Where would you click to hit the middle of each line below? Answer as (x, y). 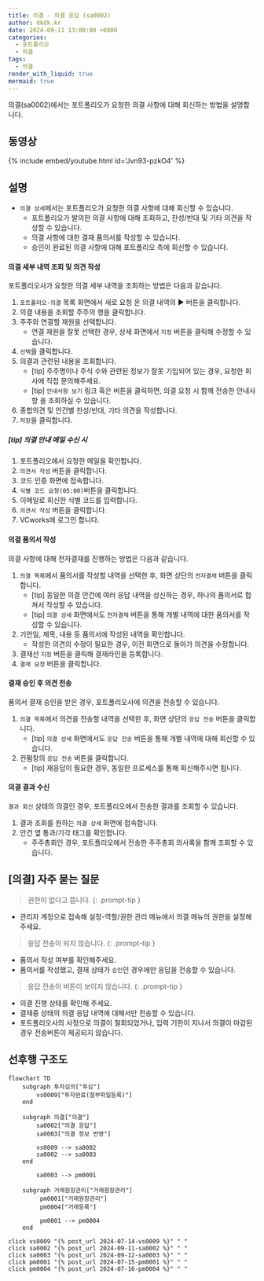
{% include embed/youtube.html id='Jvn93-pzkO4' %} (97, 161)
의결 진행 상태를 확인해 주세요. (66, 1003)
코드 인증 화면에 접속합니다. (62, 481)
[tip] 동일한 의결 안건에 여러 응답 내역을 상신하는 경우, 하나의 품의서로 (137, 595)
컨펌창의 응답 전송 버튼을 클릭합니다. (74, 758)
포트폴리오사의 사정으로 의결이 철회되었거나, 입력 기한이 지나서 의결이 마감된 (136, 1022)
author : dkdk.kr (35, 23)
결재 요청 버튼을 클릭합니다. (60, 663)
